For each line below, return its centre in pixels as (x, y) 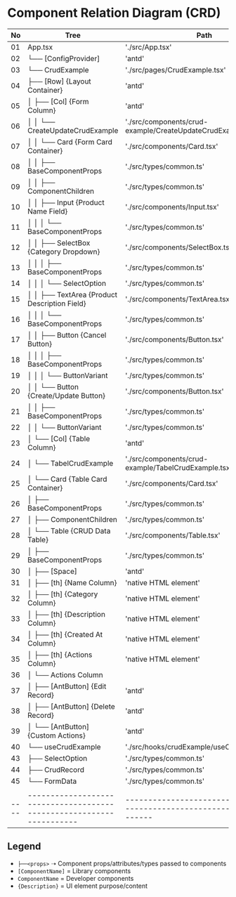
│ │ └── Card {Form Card (70, 142)
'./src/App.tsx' (149, 47)
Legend (24, 847)
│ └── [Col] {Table (59, 438)
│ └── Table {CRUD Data (69, 530)
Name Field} (48, 211)
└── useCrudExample (64, 747)
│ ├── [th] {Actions (60, 655)
